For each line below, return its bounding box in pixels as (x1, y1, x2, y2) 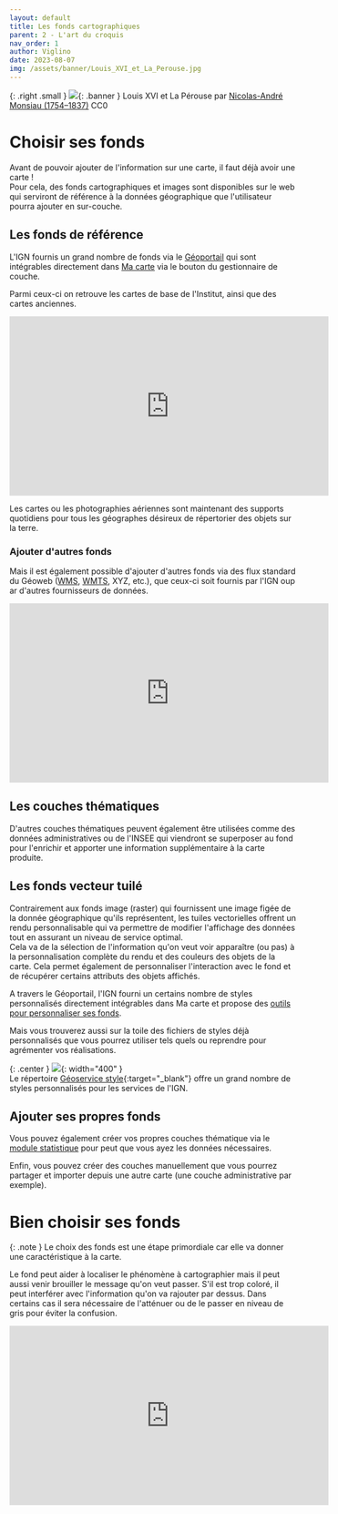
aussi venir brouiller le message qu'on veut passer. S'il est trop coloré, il (9, 1279, 280, 1290)
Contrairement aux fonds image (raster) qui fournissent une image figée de (9, 903, 292, 914)
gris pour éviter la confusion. (9, 1308, 118, 1319)
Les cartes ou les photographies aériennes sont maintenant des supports (9, 503, 284, 514)
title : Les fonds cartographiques (9, 22, 141, 31)
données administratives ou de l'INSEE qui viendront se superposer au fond (9, 833, 293, 844)
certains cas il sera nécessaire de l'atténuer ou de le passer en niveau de (9, 1298, 284, 1309)
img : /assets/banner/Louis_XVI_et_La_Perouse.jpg (9, 65, 202, 74)
